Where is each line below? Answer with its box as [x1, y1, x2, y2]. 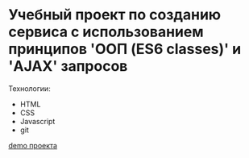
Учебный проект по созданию [8, 6, 222, 24]
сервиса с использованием [8, 23, 204, 41]
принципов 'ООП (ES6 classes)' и [8, 40, 242, 58]
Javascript [19, 116, 56, 126]
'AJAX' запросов [8, 57, 128, 76]
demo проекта [8, 140, 58, 150]
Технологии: [8, 83, 51, 94]
